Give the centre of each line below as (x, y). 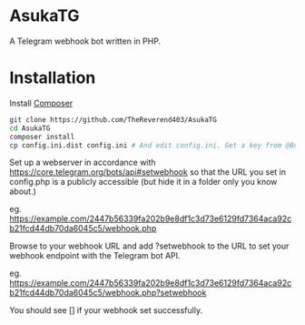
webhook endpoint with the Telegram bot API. (95, 256)
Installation (53, 78)
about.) (23, 191)
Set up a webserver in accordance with (83, 162)
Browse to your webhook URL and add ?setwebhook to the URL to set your (149, 246)
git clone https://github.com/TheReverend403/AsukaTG (113, 119)
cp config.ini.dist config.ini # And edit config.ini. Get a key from (146, 145)
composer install (42, 137)
